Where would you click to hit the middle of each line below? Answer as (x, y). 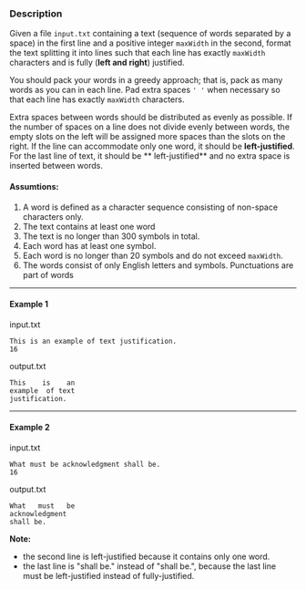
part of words (48, 274)
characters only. (53, 216)
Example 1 (29, 305)
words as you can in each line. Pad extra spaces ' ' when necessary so (145, 90)
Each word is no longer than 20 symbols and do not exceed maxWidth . (153, 255)
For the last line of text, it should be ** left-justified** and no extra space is (150, 156)
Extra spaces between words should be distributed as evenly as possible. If (151, 118)
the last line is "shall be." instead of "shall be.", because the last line (149, 566)
